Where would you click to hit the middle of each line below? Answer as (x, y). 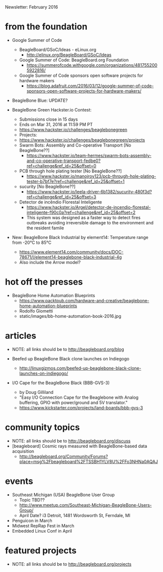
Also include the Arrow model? (50, 262)
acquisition (23, 451)
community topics (42, 427)
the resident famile (45, 228)
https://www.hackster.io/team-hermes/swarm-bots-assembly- (89, 155)
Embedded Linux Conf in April (42, 531)
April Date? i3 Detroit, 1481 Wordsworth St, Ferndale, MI (75, 515)
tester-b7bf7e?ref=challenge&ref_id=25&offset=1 (75, 181)
